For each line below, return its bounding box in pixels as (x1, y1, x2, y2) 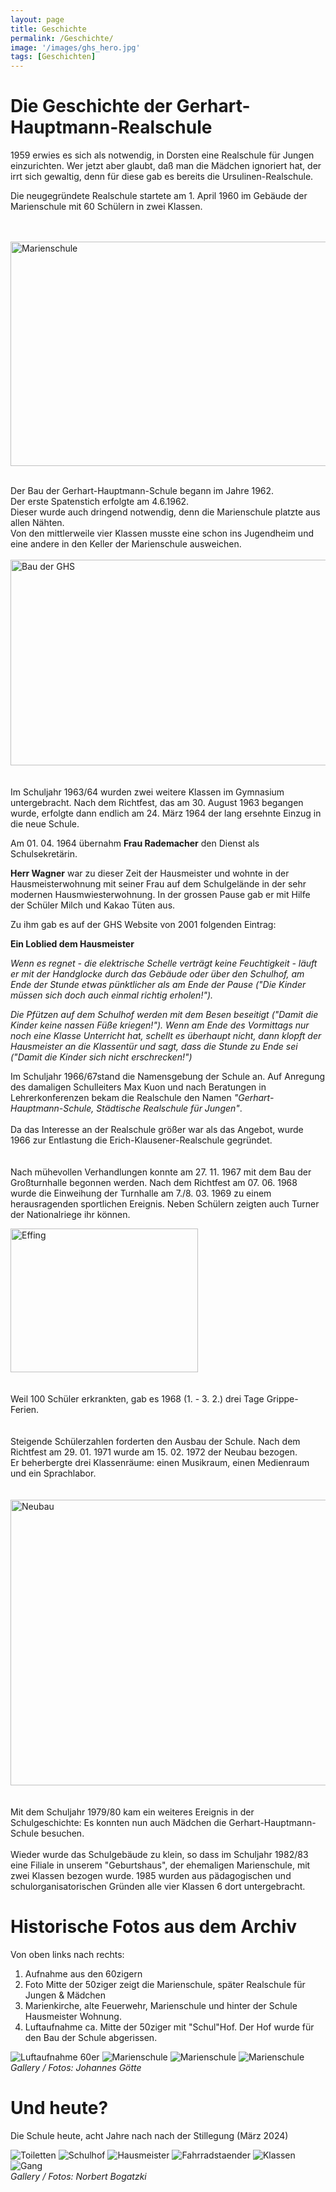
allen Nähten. (10, 517, 65, 529)
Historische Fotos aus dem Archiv (10, 1916, 298, 1938)
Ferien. (10, 1404, 40, 1416)
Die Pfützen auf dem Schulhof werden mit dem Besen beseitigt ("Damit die (10, 1009, 319, 1021)
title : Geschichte (10, 24, 87, 34)
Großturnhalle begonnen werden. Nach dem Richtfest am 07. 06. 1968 (10, 1177, 298, 1189)
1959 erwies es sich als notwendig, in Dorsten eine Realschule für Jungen (10, 149, 315, 161)
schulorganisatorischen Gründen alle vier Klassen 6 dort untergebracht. (10, 1881, 306, 1893)
